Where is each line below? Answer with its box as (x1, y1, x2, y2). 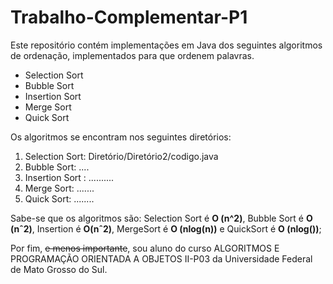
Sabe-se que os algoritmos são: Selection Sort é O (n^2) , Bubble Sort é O (10, 212, 313, 224)
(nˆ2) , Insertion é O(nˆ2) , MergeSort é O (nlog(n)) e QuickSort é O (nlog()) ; (10, 222, 322, 235)
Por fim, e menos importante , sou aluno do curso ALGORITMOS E (10, 242, 280, 254)
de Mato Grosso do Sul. (10, 263, 108, 275)
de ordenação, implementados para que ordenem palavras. (10, 49, 255, 61)
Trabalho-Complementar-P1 (10, 6, 248, 29)
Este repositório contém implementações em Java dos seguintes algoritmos (10, 39, 323, 51)
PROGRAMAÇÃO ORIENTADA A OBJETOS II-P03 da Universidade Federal (10, 252, 313, 265)
